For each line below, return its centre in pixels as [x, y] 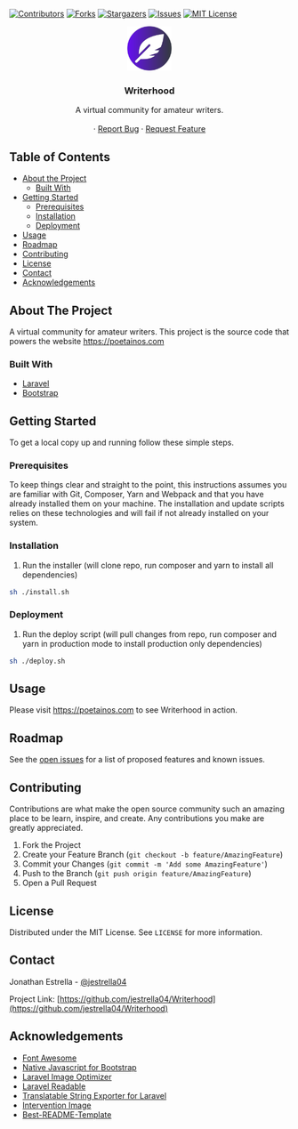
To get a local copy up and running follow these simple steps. [121, 443]
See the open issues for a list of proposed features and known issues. [137, 760]
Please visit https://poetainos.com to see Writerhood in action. [124, 710]
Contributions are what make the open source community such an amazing [147, 809]
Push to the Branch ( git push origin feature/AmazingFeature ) [137, 874]
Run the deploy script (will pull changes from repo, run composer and [149, 634]
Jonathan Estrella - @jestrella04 [68, 981]
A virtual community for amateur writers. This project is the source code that [149, 331]
